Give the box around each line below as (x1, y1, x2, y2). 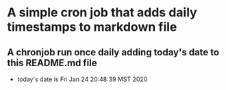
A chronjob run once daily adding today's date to (7, 46, 220, 58)
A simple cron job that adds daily (7, 5, 197, 20)
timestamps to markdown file (7, 19, 177, 35)
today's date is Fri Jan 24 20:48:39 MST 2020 (16, 75, 148, 83)
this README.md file (7, 57, 97, 69)
